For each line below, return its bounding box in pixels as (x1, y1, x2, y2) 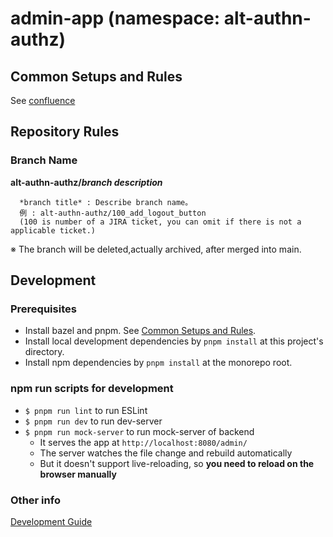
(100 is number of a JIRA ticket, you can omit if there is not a (19, 217, 302, 227)
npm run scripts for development (10, 382, 174, 396)
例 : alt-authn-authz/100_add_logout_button (19, 208, 207, 218)
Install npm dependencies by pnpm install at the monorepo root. (24, 357, 293, 369)
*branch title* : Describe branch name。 (19, 197, 193, 207)
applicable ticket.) (10, 225, 97, 236)
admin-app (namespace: (10, 7, 221, 30)
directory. (24, 346, 65, 358)
